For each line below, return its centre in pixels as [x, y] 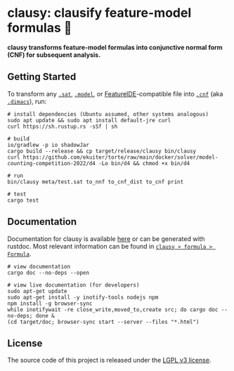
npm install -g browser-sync [50, 304]
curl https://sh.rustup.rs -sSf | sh [63, 126]
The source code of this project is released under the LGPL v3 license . [109, 360]
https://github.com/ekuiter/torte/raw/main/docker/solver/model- [121, 157]
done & [45, 315]
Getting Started [42, 77]
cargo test [23, 200]
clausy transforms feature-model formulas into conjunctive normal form [115, 47]
